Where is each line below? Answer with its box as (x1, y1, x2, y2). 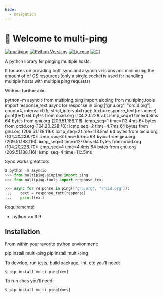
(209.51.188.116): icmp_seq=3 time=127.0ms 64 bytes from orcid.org (5, 139, 142, 145)
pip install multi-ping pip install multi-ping (5, 250, 89, 256)
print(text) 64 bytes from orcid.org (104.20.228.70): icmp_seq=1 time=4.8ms (5, 113, 159, 119)
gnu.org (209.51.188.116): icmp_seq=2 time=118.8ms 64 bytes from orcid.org (5, 128, 158, 135)
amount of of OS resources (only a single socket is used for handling (5, 73, 143, 79)
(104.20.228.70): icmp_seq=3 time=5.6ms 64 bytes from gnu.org (5, 134, 136, 139)
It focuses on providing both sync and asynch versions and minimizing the (5, 68, 155, 74)
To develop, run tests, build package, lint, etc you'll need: (5, 260, 120, 266)
